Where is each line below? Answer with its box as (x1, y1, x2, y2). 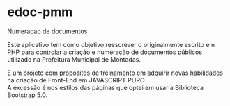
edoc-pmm (7, 4, 73, 20)
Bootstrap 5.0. (7, 91, 48, 99)
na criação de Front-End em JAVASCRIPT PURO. (7, 76, 146, 84)
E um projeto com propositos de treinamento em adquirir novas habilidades (7, 69, 223, 77)
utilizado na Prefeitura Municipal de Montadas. (7, 55, 141, 63)
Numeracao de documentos (7, 27, 88, 35)
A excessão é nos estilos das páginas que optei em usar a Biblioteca (7, 83, 204, 91)
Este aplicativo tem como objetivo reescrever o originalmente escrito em (7, 40, 215, 48)
